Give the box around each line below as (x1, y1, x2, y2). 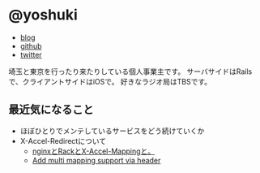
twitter (19, 50, 42, 59)
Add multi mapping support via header (32, 155, 161, 165)
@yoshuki (8, 6, 79, 24)
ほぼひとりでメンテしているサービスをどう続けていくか (19, 126, 205, 136)
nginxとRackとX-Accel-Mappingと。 (32, 146, 156, 156)
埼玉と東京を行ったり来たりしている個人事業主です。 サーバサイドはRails (8, 67, 253, 76)
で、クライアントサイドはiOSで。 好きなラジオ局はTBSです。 (8, 76, 212, 86)
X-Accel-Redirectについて (19, 136, 107, 145)
